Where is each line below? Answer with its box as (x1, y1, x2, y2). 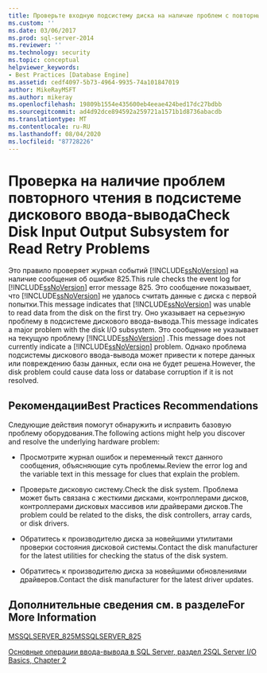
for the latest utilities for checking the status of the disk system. (19, 551, 229, 561)
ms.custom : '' (8, 19, 56, 27)
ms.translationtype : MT (8, 115, 87, 123)
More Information (8, 610, 97, 624)
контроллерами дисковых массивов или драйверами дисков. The (19, 502, 244, 511)
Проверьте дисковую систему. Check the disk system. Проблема (19, 485, 238, 495)
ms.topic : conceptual (8, 57, 80, 65)
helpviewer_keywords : (8, 64, 80, 72)
